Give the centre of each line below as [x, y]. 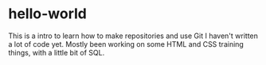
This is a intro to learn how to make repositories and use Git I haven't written [133, 36]
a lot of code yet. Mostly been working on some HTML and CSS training [126, 44]
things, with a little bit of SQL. [57, 52]
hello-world [48, 14]
